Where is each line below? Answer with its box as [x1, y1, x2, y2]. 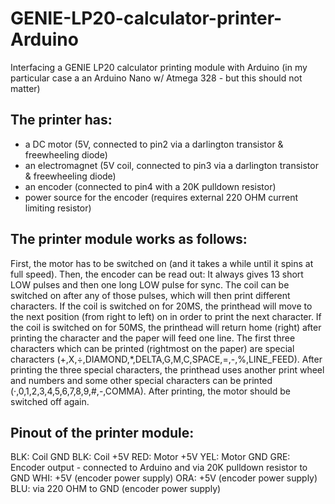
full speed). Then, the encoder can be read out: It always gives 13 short [10, 268, 304, 280]
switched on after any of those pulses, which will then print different [10, 289, 291, 301]
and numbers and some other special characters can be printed [10, 374, 273, 386]
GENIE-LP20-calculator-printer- [10, 7, 283, 30]
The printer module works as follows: [10, 231, 248, 248]
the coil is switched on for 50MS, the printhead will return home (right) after [10, 321, 322, 333]
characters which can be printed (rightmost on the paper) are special [10, 342, 295, 354]
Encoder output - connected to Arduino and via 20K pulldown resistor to [10, 462, 308, 474]
